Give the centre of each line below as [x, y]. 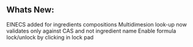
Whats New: [30, 10]
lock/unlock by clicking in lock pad [50, 37]
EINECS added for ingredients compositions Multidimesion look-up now [96, 24]
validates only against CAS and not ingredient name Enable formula [91, 31]
